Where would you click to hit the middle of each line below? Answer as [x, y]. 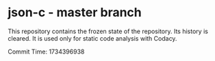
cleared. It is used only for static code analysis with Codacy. [92, 38]
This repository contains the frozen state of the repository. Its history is [108, 31]
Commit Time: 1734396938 [46, 52]
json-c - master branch [75, 13]
